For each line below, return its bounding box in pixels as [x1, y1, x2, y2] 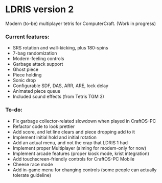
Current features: [5, 33, 50, 40]
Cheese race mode [12, 161, 53, 167]
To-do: [5, 106, 23, 113]
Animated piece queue [12, 88, 61, 94]
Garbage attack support [12, 61, 63, 67]
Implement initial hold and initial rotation [12, 134, 97, 140]
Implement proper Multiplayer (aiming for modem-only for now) [12, 145, 147, 151]
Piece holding [12, 72, 42, 78]
